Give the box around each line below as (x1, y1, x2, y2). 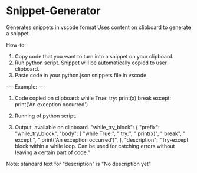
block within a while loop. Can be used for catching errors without (14, 142, 175, 149)
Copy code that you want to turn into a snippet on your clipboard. (14, 53, 174, 60)
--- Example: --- (6, 83, 46, 90)
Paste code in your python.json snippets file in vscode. (14, 71, 149, 79)
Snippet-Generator (6, 4, 101, 18)
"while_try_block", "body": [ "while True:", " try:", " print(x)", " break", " (14, 130, 186, 137)
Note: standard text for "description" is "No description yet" (6, 160, 152, 167)
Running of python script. (14, 112, 77, 119)
